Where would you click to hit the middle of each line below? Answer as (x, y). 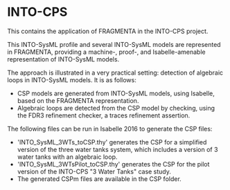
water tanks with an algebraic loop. (67, 157)
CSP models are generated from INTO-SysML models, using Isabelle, (116, 93)
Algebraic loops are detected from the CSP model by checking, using (116, 108)
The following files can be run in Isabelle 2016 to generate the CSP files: (110, 129)
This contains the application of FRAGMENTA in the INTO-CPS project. (108, 31)
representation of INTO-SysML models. (63, 59)
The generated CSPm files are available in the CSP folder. (99, 179)
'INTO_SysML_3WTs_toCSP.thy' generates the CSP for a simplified (112, 142)
